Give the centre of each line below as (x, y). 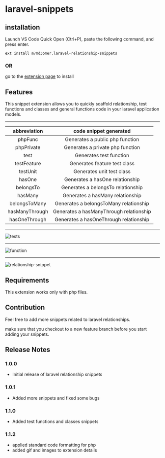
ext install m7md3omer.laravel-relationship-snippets (61, 53)
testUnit (28, 172)
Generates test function (102, 155)
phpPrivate (28, 147)
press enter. (17, 44)
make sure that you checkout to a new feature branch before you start (76, 329)
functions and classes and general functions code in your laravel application (82, 109)
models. (13, 114)
